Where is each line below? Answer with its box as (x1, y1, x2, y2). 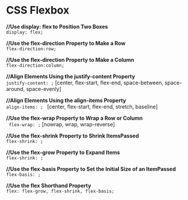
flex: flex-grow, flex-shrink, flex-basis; (6, 188, 115, 194)
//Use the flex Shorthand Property (6, 182, 91, 189)
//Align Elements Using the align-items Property (6, 97, 127, 104)
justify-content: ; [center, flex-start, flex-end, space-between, (6, 79, 164, 86)
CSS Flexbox (6, 4, 70, 17)
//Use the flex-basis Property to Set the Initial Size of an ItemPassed (6, 165, 176, 172)
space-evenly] (26, 85, 62, 92)
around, (6, 85, 25, 92)
